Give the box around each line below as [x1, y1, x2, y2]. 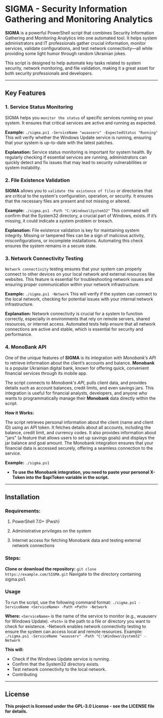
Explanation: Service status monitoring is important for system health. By [5, 149, 152, 155]
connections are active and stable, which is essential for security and [5, 326, 144, 332]
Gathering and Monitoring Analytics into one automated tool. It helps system [5, 35, 158, 41]
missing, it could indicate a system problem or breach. [5, 218, 114, 223]
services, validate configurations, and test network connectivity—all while [5, 45, 153, 51]
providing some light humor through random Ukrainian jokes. [5, 50, 127, 56]
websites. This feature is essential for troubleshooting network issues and [5, 276, 153, 282]
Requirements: [5, 507, 41, 514]
